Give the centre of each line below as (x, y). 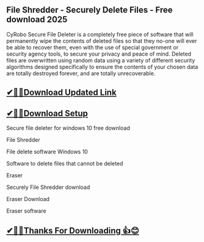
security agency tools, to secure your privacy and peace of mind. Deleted (99, 54)
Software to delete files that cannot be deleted (65, 164)
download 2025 (37, 20)
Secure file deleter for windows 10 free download (68, 128)
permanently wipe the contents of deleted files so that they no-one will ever (102, 41)
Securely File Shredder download (48, 187)
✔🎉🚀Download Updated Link (62, 93)
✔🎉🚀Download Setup (47, 113)
